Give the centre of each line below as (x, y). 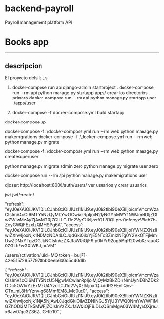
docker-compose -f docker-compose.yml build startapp (68, 112)
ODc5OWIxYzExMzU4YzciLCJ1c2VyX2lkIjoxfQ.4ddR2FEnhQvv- (69, 285)
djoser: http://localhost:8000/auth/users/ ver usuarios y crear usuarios (76, 185)
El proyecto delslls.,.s (26, 78)
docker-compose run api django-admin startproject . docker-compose (83, 87)
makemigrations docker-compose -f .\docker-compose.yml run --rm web (79, 136)
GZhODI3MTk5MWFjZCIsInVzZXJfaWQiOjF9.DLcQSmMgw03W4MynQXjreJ (81, 306)
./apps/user (24, 103)
